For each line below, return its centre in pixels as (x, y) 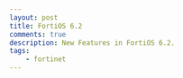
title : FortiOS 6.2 (46, 26)
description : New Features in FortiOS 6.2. (92, 43)
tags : (19, 51)
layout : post (34, 17)
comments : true (38, 34)
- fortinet (46, 59)
